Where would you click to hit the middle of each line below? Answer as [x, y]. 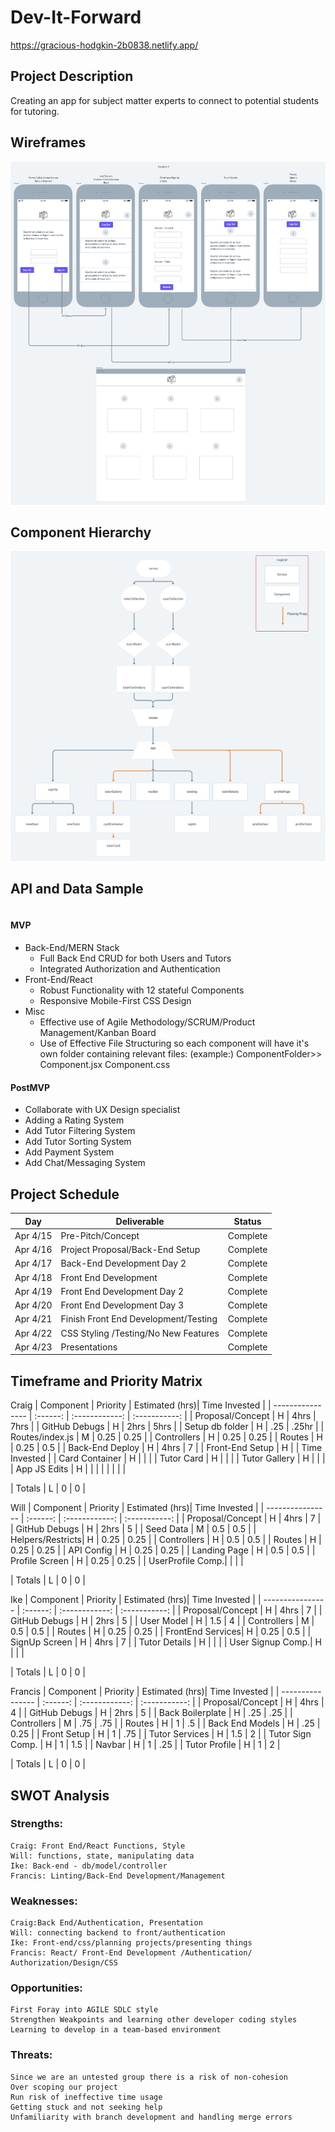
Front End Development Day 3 [122, 1305]
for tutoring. [35, 111]
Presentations [89, 1347]
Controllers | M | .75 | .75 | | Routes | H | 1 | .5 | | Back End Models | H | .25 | [165, 1723]
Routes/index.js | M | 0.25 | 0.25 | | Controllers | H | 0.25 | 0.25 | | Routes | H [166, 1437]
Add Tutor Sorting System [78, 1142]
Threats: [31, 2055]
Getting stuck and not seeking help [86, 2107]
